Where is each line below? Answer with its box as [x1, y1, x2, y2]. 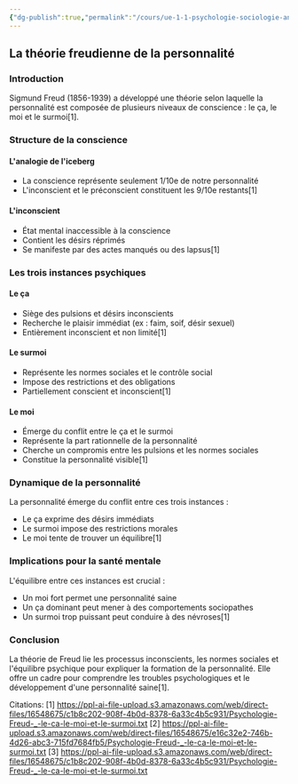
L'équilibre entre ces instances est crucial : [9, 575, 166, 586]
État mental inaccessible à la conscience [21, 225, 171, 236]
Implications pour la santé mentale [9, 555, 161, 567]
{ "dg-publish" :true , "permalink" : [9, 12, 133, 22]
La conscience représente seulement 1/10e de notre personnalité [21, 175, 259, 187]
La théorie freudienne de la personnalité [9, 46, 235, 61]
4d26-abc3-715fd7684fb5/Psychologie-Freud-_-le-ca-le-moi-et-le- [9, 737, 257, 748]
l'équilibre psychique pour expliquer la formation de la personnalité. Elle [9, 663, 271, 674]
